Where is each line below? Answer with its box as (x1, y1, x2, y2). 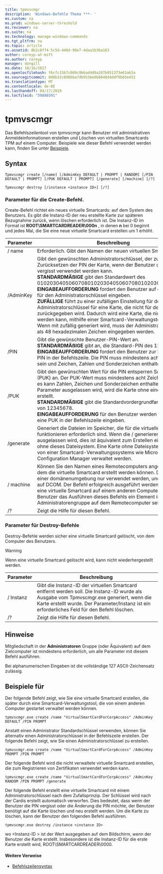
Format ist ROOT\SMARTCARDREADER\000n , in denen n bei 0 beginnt (5, 223, 149, 229)
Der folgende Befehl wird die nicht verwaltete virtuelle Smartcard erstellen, (5, 760, 154, 766)
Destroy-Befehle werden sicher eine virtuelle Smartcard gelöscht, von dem (5, 533, 155, 539)
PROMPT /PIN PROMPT (5, 752, 45, 756)
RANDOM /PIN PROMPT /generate (5, 779, 66, 784)
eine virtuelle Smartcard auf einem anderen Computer (37, 487, 160, 494)
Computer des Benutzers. (5, 538, 57, 544)
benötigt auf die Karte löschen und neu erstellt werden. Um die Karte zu (5, 808, 149, 814)
